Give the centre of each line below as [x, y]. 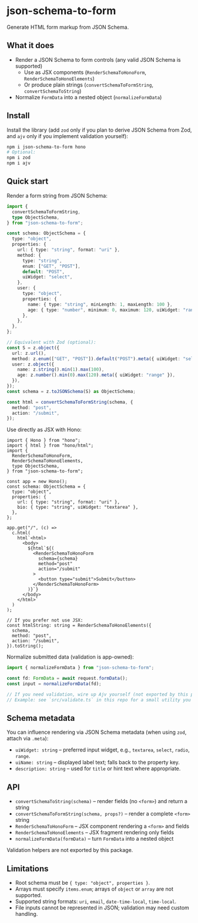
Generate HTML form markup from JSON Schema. [68, 27]
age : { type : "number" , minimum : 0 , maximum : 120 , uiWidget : [104, 310]
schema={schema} [58, 559]
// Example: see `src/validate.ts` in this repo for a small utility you [99, 700]
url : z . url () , [29, 353]
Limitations [28, 869]
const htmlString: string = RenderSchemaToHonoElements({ [79, 626]
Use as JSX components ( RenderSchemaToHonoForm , [85, 72]
